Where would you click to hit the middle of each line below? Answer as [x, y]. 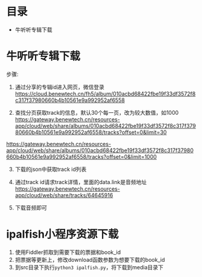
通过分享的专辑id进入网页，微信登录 [59, 87]
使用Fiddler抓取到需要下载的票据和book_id [68, 252]
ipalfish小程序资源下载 [62, 234]
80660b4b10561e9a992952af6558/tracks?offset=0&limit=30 [91, 132]
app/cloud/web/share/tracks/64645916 [64, 195]
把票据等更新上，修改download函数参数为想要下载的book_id [90, 259]
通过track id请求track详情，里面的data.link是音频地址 [81, 182]
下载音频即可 [31, 208]
